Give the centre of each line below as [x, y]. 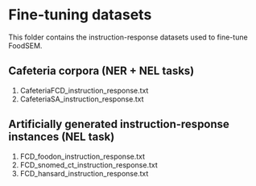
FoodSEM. [25, 45]
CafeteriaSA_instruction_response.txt [82, 99]
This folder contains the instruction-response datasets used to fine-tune [128, 37]
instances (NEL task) [62, 137]
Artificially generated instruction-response [119, 124]
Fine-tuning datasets [80, 15]
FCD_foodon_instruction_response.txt [83, 156]
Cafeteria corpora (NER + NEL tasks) [101, 71]
